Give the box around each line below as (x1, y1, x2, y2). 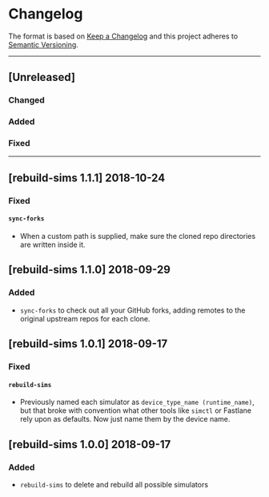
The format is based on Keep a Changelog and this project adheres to (8, 31, 239, 41)
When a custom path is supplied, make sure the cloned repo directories (19, 231, 256, 240)
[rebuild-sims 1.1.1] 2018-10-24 (8, 171, 166, 184)
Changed (8, 95, 46, 106)
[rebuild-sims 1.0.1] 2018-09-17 (8, 337, 168, 351)
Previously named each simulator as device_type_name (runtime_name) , (19, 398, 255, 407)
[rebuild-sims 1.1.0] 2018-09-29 (8, 263, 171, 277)
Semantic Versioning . (8, 39, 78, 49)
